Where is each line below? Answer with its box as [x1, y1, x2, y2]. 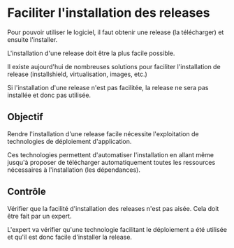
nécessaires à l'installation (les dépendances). [7, 166, 141, 174]
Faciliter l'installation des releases [7, 5, 210, 21]
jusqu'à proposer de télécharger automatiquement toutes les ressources [7, 158, 216, 166]
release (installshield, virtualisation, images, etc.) [7, 70, 148, 78]
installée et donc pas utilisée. [7, 91, 92, 99]
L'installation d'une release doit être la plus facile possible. [7, 49, 175, 57]
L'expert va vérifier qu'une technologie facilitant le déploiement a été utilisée [7, 225, 227, 233]
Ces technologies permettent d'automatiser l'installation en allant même [7, 150, 214, 159]
